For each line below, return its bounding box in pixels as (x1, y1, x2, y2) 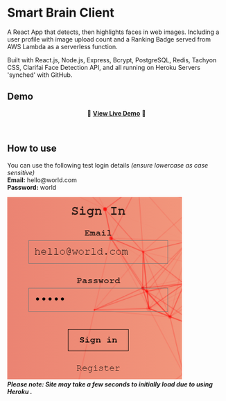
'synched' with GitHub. (7, 71, 73, 79)
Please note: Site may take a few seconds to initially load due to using (7, 380, 214, 389)
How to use (7, 143, 57, 154)
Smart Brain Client (7, 5, 114, 21)
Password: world (7, 183, 57, 191)
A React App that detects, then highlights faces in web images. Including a (7, 28, 220, 36)
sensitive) (7, 168, 35, 177)
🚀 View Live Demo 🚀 (87, 109, 146, 117)
